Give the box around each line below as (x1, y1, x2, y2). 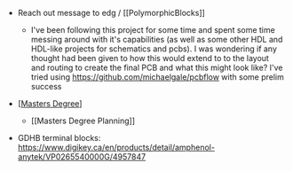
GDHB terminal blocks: (17, 133, 101, 143)
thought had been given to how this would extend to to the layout (30, 53, 269, 63)
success (30, 82, 62, 91)
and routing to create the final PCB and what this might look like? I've (30, 62, 283, 73)
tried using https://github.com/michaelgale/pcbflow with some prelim (30, 72, 284, 82)
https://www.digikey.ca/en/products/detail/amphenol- (17, 142, 216, 152)
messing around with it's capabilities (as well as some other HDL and (30, 35, 283, 44)
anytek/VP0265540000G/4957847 (17, 152, 146, 162)
